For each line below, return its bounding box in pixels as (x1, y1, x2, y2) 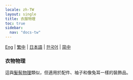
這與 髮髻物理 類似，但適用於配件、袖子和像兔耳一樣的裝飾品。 (5, 70, 131, 76)
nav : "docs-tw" (9, 30, 41, 35)
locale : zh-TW (5, 7, 35, 12)
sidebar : (5, 26, 23, 30)
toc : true (5, 21, 26, 26)
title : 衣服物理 (5, 16, 36, 21)
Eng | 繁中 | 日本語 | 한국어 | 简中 (5, 44, 71, 50)
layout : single (5, 12, 37, 17)
